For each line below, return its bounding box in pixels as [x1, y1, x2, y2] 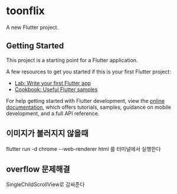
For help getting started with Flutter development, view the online [6, 97, 165, 104]
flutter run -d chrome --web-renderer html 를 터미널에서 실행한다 [6, 145, 161, 152]
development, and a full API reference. [6, 109, 100, 117]
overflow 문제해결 [6, 164, 70, 174]
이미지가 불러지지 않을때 [6, 128, 88, 138]
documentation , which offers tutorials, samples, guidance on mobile [6, 104, 171, 111]
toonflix [6, 4, 45, 18]
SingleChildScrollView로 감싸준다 [6, 181, 85, 188]
